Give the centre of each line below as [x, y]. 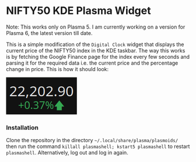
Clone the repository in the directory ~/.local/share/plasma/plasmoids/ [92, 140]
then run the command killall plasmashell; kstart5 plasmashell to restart [98, 146]
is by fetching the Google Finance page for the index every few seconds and [98, 57]
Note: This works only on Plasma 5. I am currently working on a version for [96, 27]
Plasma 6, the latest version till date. [49, 33]
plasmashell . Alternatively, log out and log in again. [67, 153]
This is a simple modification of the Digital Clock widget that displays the [95, 44]
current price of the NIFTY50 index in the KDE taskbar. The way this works [96, 50]
